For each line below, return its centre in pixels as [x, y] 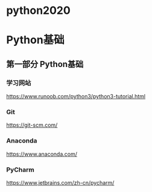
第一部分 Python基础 [45, 64]
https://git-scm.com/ [32, 125]
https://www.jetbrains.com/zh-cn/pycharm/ [60, 182]
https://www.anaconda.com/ [42, 154]
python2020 [38, 11]
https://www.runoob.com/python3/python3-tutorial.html [76, 97]
